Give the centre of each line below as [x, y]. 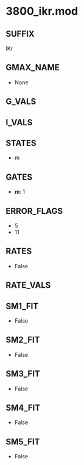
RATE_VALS [28, 285]
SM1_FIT [22, 306]
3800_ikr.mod [42, 11]
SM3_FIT [23, 374]
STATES [21, 143]
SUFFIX [20, 34]
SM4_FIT [23, 408]
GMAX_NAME [33, 68]
